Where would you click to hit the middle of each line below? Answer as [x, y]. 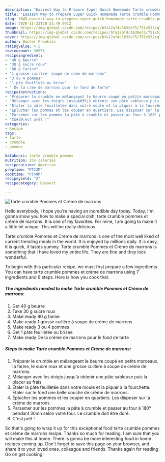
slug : [11, 19]
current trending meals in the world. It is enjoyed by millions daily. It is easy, [82, 241]
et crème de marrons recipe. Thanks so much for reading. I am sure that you [82, 433]
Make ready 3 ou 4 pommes [41, 327]
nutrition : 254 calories [30, 160]
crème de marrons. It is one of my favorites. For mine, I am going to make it [81, 221]
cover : [12, 37]
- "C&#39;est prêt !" [27, 119]
